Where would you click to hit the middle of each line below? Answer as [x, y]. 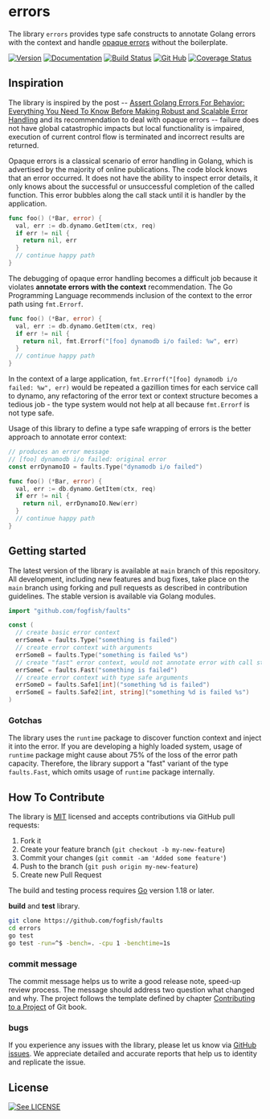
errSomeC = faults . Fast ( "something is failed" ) [97, 670]
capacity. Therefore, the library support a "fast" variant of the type [119, 764]
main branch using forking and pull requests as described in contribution [128, 587]
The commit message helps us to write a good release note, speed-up [125, 981]
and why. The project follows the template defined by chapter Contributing [132, 998]
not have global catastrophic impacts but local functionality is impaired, [127, 128]
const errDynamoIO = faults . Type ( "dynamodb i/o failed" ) [106, 467]
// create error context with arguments [84, 648]
